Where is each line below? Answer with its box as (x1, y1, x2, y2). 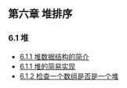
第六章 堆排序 (8, 7, 73, 21)
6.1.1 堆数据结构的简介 (19, 51, 89, 61)
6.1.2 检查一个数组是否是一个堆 (19, 71, 119, 80)
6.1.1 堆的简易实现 (19, 62, 76, 71)
